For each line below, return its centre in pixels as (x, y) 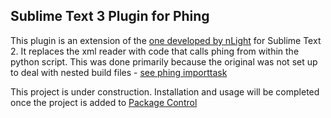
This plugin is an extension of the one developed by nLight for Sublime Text (166, 40)
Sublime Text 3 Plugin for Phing (110, 16)
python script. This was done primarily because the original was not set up (164, 61)
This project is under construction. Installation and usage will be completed (165, 91)
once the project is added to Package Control (104, 102)
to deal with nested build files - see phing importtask (119, 72)
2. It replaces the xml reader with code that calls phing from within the (155, 51)
